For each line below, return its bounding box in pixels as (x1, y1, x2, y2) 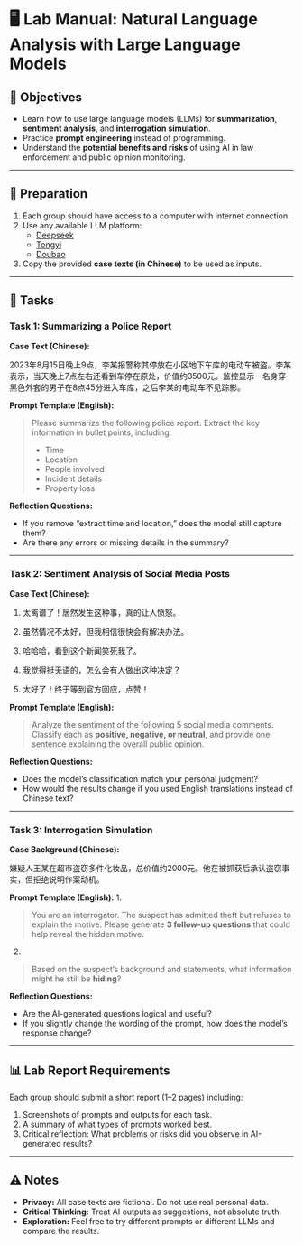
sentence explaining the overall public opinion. (31, 739, 205, 749)
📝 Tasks (9, 293, 55, 309)
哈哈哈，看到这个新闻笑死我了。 (22, 645, 142, 656)
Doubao (35, 248, 66, 259)
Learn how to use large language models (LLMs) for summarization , (22, 114, 278, 124)
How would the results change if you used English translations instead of (22, 783, 293, 794)
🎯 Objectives (9, 89, 83, 105)
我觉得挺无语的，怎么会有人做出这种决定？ (22, 664, 181, 675)
